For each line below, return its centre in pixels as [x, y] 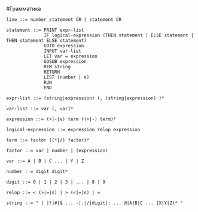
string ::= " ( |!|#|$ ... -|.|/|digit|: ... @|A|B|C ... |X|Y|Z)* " [95, 203]
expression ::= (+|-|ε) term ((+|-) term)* [61, 119]
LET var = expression [71, 56]
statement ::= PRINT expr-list [45, 30]
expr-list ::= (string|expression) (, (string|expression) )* [85, 98]
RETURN [52, 72]
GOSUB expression [65, 62]
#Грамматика [24, 9]
